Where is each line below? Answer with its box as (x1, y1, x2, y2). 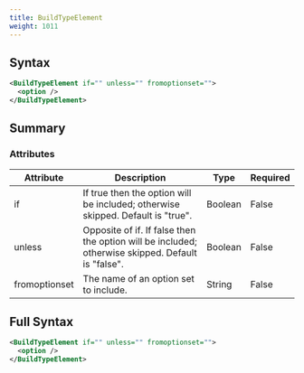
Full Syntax (9, 314, 74, 330)
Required (250, 171, 290, 183)
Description (114, 171, 166, 183)
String (206, 277, 233, 290)
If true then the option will (82, 186, 192, 199)
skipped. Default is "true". (82, 209, 193, 221)
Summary (9, 121, 66, 136)
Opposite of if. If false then (82, 223, 196, 236)
